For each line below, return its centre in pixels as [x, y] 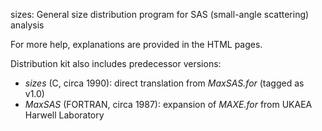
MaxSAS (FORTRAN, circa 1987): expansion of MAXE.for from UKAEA [168, 104]
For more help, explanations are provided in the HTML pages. [136, 44]
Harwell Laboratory [64, 115]
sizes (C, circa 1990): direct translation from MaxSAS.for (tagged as [164, 83]
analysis [27, 25]
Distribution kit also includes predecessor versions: [116, 63]
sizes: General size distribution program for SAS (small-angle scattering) [160, 14]
